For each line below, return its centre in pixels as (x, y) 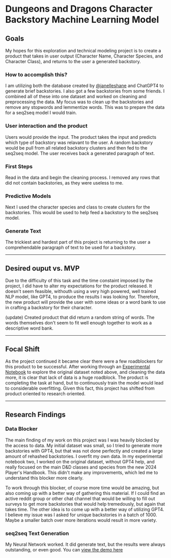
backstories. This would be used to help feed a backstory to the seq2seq (82, 213)
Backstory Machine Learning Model (82, 20)
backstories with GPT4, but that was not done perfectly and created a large (84, 451)
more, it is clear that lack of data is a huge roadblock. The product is (77, 377)
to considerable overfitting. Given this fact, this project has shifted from (80, 388)
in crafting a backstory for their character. (49, 308)
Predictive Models (28, 196)
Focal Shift (22, 349)
